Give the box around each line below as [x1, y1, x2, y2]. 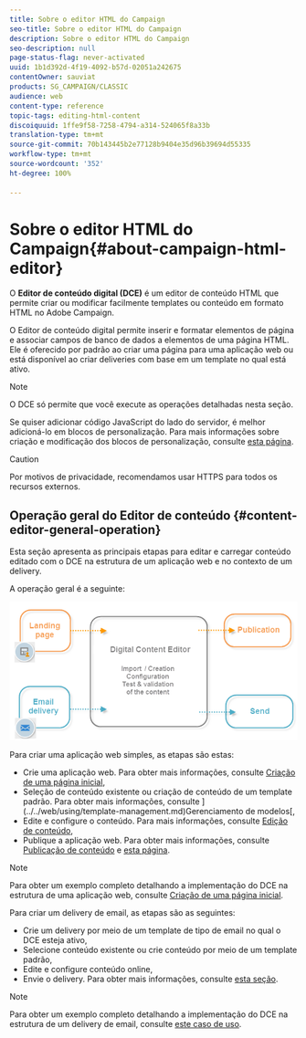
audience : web [9, 91, 64, 100]
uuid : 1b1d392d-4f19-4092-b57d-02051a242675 [9, 63, 182, 72]
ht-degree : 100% [9, 169, 71, 178]
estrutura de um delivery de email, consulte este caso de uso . [9, 1018, 242, 1029]
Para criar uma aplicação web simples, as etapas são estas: [9, 749, 235, 760]
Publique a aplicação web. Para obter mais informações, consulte [22, 834, 269, 845]
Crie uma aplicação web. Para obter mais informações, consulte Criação [22, 767, 296, 778]
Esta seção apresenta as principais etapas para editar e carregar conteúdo [9, 546, 291, 557]
